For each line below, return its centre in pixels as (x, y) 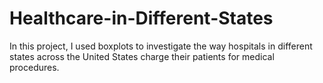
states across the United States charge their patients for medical (142, 56)
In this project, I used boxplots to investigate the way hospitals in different (161, 46)
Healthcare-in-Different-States (141, 18)
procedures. (34, 67)
